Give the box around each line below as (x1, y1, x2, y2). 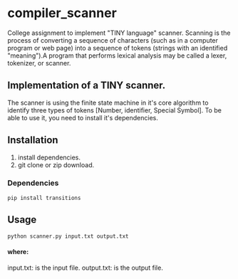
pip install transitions (7, 194, 81, 201)
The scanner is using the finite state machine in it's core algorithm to (7, 98, 209, 107)
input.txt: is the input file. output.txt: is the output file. (7, 263, 164, 272)
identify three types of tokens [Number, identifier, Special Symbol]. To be (7, 105, 222, 115)
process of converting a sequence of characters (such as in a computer (7, 36, 219, 44)
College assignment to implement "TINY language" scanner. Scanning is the (7, 28, 231, 37)
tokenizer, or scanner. (7, 58, 71, 67)
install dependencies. (17, 153, 81, 162)
